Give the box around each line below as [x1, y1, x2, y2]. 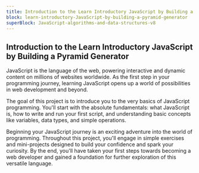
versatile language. [6, 160, 53, 167]
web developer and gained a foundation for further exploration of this [6, 153, 177, 161]
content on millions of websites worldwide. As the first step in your [6, 73, 170, 81]
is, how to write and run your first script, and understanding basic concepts [6, 110, 191, 118]
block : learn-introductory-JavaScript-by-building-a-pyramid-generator [6, 14, 188, 20]
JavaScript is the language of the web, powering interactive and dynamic [6, 67, 186, 75]
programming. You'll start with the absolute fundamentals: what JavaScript [6, 104, 189, 111]
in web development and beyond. [6, 86, 88, 93]
